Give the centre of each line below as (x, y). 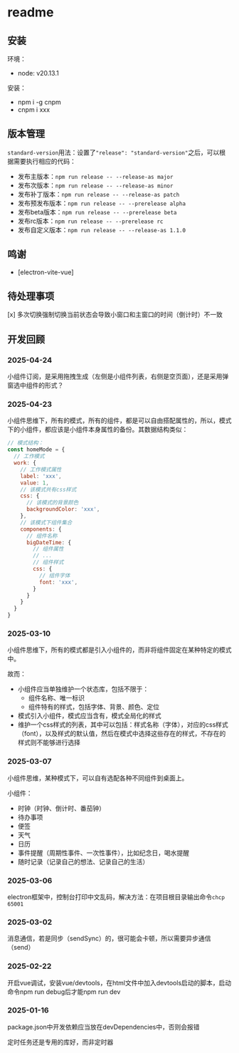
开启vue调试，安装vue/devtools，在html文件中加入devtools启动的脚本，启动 (119, 982)
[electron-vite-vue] (46, 272)
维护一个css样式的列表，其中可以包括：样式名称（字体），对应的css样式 (123, 725)
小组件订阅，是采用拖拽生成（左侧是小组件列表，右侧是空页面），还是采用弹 (118, 377)
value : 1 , (35, 483)
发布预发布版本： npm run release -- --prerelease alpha (102, 203)
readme (31, 12)
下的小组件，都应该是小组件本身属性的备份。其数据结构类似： (98, 430)
